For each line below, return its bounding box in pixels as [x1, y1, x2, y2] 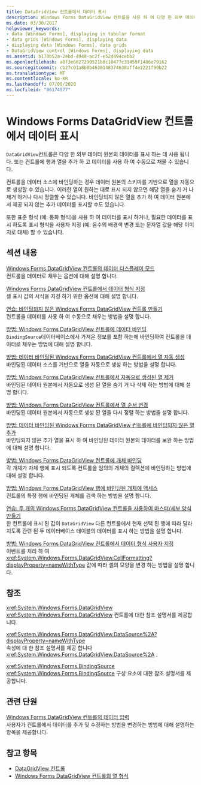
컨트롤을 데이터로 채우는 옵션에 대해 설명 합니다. [6, 272, 118, 279]
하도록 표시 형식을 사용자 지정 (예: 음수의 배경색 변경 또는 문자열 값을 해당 [12, 221, 184, 228]
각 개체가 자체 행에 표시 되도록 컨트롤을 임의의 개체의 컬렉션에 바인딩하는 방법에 [6, 464, 191, 471]
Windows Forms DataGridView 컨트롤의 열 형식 [14, 772, 129, 780]
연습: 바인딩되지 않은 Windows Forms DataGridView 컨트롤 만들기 [6, 305, 163, 312]
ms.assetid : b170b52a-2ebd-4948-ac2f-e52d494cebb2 [6, 53, 135, 59]
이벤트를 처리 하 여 [6, 547, 50, 555]
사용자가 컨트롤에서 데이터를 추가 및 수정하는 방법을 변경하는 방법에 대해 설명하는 [6, 721, 195, 729]
